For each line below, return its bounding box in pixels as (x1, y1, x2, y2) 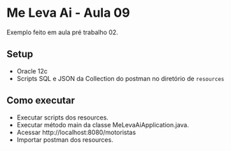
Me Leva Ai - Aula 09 (6, 5, 130, 21)
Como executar (6, 94, 75, 106)
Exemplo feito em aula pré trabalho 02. (6, 28, 118, 36)
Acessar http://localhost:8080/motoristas (16, 128, 136, 136)
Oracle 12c (16, 66, 48, 75)
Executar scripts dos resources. (16, 113, 109, 122)
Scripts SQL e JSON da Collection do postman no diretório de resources (16, 74, 225, 82)
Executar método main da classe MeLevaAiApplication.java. (16, 120, 190, 129)
